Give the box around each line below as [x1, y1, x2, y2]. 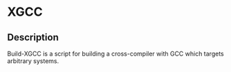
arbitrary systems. [7, 57, 59, 65]
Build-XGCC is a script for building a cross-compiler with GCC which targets [7, 49, 224, 58]
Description [7, 32, 59, 43]
